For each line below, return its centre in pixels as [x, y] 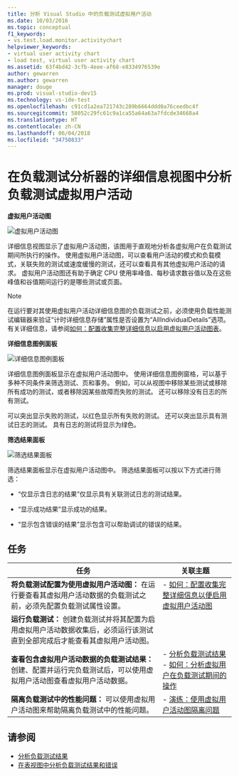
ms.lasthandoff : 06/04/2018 [49, 133]
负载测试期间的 [202, 675]
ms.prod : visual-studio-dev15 [52, 93]
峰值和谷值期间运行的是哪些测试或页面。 [67, 282]
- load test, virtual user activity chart [71, 61]
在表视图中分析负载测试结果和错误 [68, 765]
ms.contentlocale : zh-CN [44, 126]
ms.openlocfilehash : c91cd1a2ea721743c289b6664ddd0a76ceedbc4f [103, 107]
